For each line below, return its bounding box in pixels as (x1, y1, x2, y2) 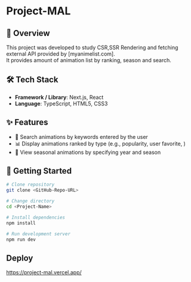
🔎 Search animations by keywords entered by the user (14, 133, 148, 140)
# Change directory (6, 198, 55, 204)
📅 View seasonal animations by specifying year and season (14, 148, 161, 156)
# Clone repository (6, 181, 55, 188)
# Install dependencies (6, 214, 66, 220)
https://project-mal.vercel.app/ (6, 269, 82, 276)
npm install (6, 220, 36, 226)
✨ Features (6, 117, 48, 128)
